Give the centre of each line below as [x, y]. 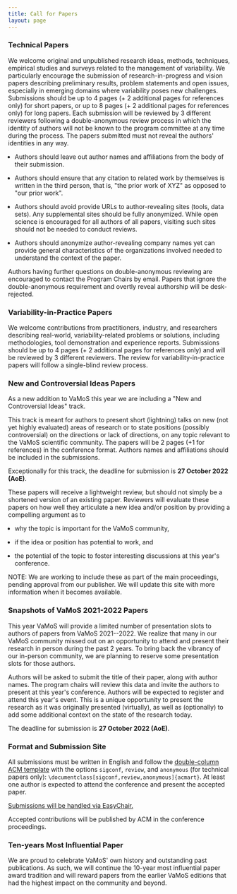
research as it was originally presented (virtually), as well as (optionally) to [116, 707]
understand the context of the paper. [68, 258]
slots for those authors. [42, 663]
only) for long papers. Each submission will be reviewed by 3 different [109, 113]
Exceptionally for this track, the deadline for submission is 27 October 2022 [118, 471]
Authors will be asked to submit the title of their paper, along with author [113, 677]
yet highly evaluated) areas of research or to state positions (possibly [109, 427]
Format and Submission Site [57, 746]
